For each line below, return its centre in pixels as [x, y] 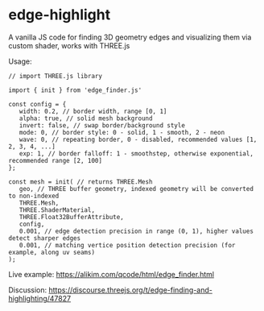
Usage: [20, 61]
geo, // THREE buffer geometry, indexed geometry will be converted [136, 189]
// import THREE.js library [56, 76]
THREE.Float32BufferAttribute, [72, 217]
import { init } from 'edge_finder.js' [75, 90]
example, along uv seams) [52, 252]
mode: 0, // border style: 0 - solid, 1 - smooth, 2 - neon [122, 132]
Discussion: [28, 290]
